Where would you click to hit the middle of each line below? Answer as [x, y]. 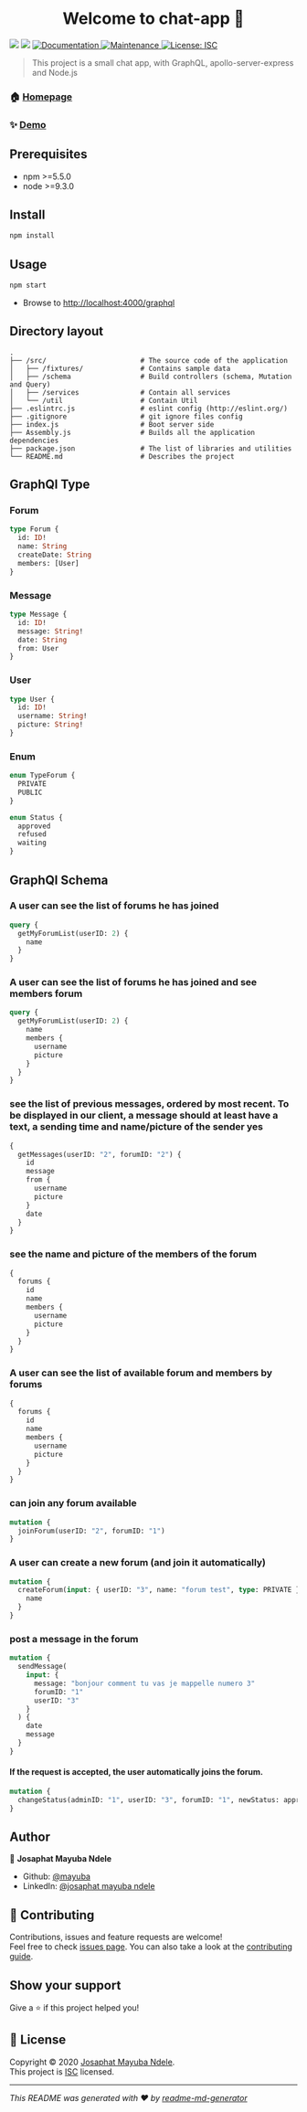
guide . [21, 1957]
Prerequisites [48, 154]
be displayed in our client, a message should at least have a [144, 1116]
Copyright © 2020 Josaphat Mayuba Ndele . [92, 2062]
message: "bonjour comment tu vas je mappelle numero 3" [144, 1683]
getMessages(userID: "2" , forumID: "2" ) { [100, 1154]
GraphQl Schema [59, 880]
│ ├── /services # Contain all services [120, 392]
